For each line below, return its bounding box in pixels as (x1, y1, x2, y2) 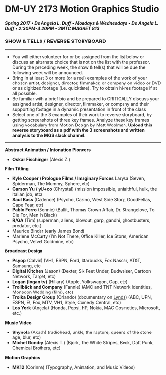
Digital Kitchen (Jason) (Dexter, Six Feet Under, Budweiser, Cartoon (12, 268, 151, 274)
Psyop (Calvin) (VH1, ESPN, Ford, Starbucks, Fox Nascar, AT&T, (12, 257, 142, 263)
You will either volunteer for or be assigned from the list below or (12, 53, 145, 60)
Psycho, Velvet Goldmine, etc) (12, 238, 74, 244)
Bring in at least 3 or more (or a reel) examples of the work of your (12, 75, 147, 81)
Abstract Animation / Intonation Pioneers (5, 147, 91, 153)
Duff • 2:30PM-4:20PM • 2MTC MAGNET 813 (5, 25, 100, 31)
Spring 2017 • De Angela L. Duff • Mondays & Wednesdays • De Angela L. (5, 20, 159, 26)
